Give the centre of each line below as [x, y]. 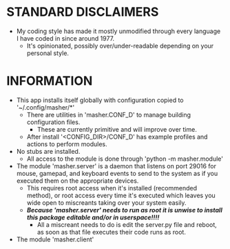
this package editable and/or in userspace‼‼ [93, 217]
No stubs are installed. [48, 151]
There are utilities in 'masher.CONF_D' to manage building [108, 114]
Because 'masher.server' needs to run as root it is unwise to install [125, 210]
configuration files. [53, 122]
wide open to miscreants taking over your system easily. [106, 202]
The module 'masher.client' [55, 239]
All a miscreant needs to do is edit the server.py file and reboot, [127, 224]
